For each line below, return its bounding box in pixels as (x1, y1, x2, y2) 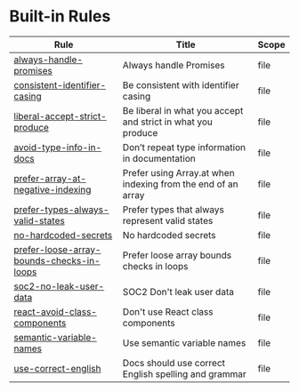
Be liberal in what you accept (122, 104, 244, 116)
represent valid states (122, 214, 214, 227)
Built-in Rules (9, 6, 111, 27)
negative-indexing (13, 183, 92, 196)
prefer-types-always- (13, 203, 109, 215)
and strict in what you (122, 116, 214, 128)
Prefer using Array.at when (122, 166, 235, 179)
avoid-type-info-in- (13, 140, 102, 153)
